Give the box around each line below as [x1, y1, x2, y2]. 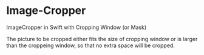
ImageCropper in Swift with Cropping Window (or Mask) [6, 24, 147, 31]
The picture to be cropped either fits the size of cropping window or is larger [6, 35, 198, 42]
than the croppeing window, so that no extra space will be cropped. [6, 42, 175, 49]
